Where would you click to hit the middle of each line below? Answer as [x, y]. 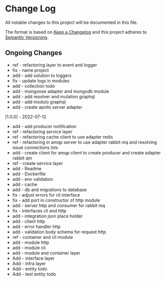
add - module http [31, 242]
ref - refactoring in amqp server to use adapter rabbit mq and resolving [84, 142]
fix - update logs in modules [41, 80]
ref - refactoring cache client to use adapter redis [62, 137]
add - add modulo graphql [39, 102]
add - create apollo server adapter [47, 107]
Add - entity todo [30, 269]
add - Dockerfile [29, 174]
